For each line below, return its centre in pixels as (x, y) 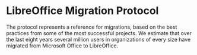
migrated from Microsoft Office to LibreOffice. (62, 46)
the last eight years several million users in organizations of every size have (99, 39)
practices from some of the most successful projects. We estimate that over (99, 33)
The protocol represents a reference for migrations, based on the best (92, 27)
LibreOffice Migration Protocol (82, 11)
